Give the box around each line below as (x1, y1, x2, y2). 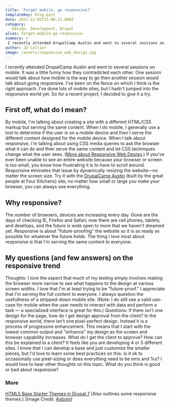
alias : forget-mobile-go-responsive (5, 31, 83, 36)
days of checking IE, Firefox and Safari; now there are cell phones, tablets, (5, 217, 161, 223)
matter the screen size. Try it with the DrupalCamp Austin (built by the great (5, 173, 163, 179)
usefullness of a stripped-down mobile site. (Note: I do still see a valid (5, 296, 151, 302)
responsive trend (5, 261, 61, 270)
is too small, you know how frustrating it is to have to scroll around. (5, 162, 146, 168)
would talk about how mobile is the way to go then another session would (5, 75, 159, 81)
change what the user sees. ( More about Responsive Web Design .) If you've (5, 151, 165, 157)
